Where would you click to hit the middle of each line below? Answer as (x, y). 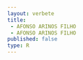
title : (17, 20)
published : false (32, 39)
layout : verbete (31, 13)
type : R (18, 46)
